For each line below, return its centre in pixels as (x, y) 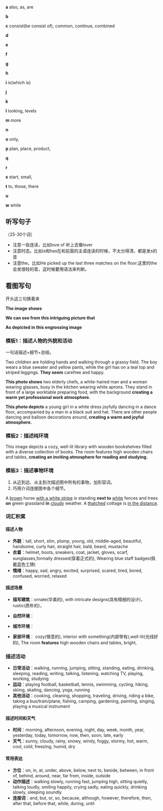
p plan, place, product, (28, 149)
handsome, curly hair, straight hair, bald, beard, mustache (70, 546)
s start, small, (19, 177)
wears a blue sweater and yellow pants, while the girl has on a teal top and (80, 367)
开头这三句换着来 (23, 299)
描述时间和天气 (20, 718)
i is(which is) (18, 83)
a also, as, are (19, 7)
